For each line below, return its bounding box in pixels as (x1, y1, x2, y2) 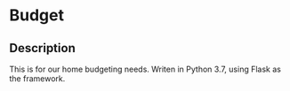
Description (9, 41, 76, 56)
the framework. (9, 73, 66, 84)
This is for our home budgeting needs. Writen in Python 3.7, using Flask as (9, 64, 282, 74)
